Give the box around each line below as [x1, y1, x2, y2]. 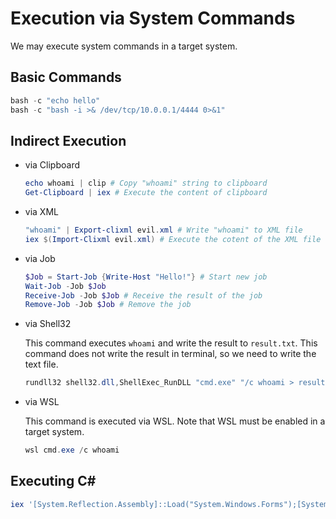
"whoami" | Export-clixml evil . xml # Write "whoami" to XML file [24, 225, 303, 236]
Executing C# [10, 473, 97, 490]
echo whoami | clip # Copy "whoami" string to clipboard [24, 178, 268, 189]
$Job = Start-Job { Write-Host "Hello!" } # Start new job [24, 272, 268, 282]
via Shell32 [24, 318, 72, 330]
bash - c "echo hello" [10, 95, 101, 106]
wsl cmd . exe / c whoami [24, 445, 120, 456]
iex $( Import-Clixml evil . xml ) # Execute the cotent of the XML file [24, 234, 322, 244]
